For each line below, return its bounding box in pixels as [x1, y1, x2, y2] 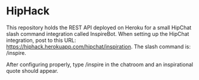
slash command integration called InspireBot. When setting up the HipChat [6, 30, 189, 37]
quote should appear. [6, 67, 58, 74]
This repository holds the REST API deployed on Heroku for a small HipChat [6, 24, 192, 31]
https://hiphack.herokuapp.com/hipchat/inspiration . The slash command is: [6, 43, 191, 50]
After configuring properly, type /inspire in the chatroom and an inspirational [6, 61, 194, 68]
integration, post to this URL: [6, 36, 76, 44]
